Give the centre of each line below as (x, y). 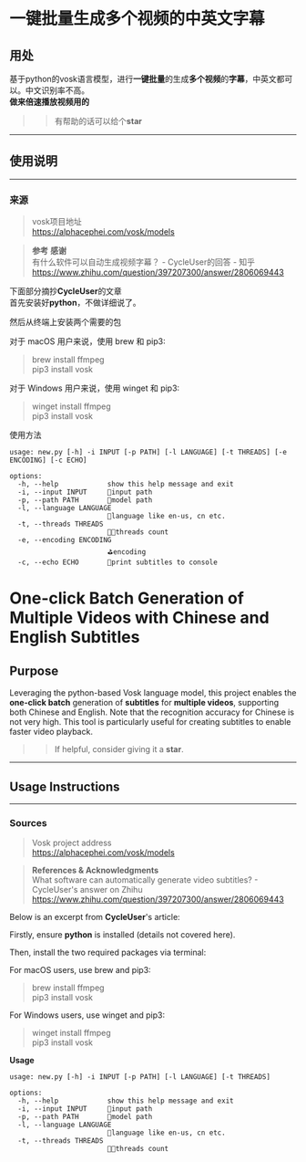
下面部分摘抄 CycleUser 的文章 (66, 291)
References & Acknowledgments (95, 870)
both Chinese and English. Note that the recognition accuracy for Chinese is (152, 712)
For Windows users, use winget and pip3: (87, 1015)
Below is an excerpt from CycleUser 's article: (95, 917)
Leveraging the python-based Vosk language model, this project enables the (153, 693)
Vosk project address (71, 843)
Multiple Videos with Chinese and (140, 618)
